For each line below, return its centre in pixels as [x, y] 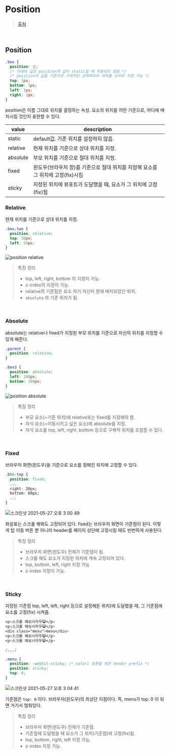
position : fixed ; [28, 479]
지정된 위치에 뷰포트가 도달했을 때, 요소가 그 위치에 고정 [95, 184]
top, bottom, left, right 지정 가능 [57, 565]
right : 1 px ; [23, 95]
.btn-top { [17, 474]
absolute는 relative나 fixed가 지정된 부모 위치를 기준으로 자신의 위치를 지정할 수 [84, 333]
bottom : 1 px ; [24, 86]
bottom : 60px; [25, 494]
